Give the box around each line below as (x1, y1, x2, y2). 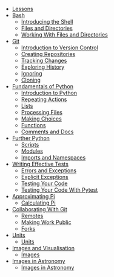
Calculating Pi (21, 199, 56, 206)
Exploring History (21, 63, 65, 71)
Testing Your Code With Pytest (21, 186, 98, 194)
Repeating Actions (21, 96, 67, 103)
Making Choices (21, 115, 62, 122)
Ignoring (21, 70, 42, 77)
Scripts (21, 141, 39, 148)
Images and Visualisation (12, 245, 75, 251)
